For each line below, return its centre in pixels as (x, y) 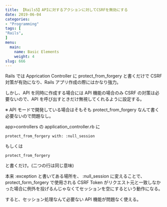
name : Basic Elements (36, 52)
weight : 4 (24, 56)
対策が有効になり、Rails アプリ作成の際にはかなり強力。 (63, 82)
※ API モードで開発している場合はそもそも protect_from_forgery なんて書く (82, 110)
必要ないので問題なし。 (29, 116)
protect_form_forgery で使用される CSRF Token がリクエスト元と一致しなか (83, 182)
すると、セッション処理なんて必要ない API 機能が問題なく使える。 (73, 199)
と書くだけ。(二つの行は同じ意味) (39, 165)
